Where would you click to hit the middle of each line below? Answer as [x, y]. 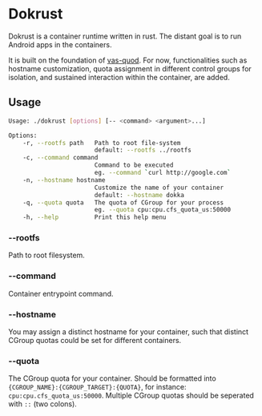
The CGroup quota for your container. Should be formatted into [112, 378]
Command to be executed [134, 165]
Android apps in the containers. [60, 44]
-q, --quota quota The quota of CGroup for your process [123, 202]
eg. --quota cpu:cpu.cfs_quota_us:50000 [162, 210]
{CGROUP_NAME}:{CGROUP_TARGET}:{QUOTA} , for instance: [97, 387]
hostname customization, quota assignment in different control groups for [130, 68]
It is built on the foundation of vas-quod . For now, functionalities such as [128, 60]
